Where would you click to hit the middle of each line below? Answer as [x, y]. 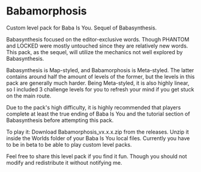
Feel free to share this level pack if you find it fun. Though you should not [97, 156]
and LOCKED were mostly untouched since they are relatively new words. [97, 46]
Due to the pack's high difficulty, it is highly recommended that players [94, 107]
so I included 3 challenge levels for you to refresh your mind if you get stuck [100, 89]
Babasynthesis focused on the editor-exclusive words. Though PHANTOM [98, 39]
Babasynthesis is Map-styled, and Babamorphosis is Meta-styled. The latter [100, 70]
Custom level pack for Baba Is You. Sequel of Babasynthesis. [82, 28]
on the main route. [29, 96]
